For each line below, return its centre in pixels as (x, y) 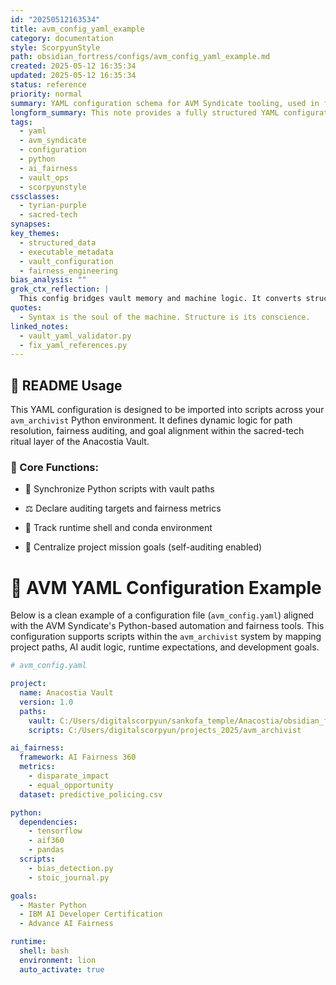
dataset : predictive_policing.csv (91, 794)
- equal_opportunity (71, 785)
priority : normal (46, 94)
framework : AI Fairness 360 (78, 757)
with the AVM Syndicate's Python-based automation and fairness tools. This (167, 626)
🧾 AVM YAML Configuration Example (166, 587)
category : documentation (62, 38)
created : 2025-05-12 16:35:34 (73, 66)
